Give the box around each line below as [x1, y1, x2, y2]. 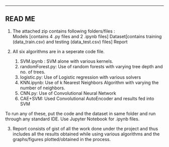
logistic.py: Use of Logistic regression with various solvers [20, 74, 141, 80]
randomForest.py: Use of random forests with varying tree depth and [20, 63, 163, 69]
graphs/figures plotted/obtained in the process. [12, 136, 111, 142]
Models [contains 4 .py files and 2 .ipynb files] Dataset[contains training [12, 33, 162, 39]
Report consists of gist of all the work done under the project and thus [12, 125, 158, 131]
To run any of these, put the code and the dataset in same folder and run [5, 110, 156, 116]
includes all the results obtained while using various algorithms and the [12, 131, 160, 137]
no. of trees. [20, 69, 46, 75]
